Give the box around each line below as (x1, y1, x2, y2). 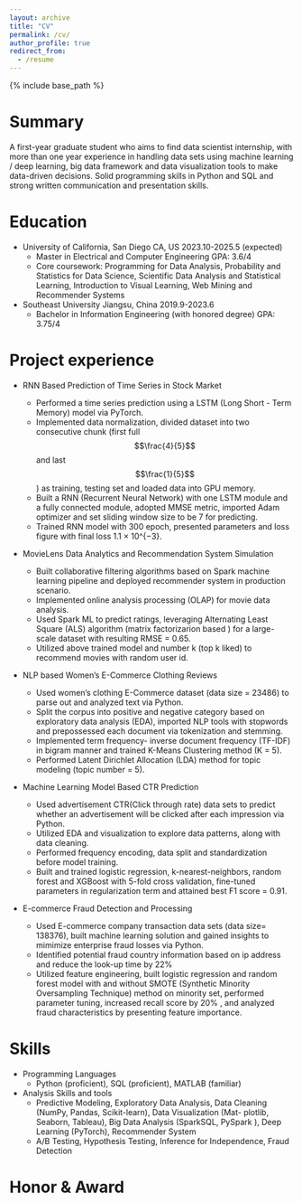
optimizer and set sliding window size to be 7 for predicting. (35, 512, 259, 522)
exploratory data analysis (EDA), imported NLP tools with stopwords (35, 716, 288, 727)
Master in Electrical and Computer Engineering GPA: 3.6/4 (35, 250, 252, 262)
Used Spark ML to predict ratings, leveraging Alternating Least (35, 614, 269, 624)
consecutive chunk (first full (35, 426, 141, 437)
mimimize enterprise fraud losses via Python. (35, 939, 205, 950)
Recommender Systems (35, 289, 125, 300)
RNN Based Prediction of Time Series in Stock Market (22, 380, 223, 390)
